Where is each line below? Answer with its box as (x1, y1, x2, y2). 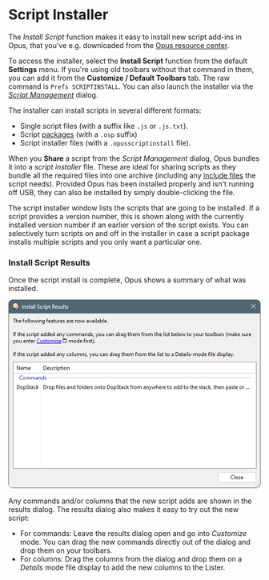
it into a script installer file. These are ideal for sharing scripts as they (8, 162, 236, 171)
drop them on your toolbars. (19, 546, 113, 555)
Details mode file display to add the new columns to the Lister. (19, 562, 226, 573)
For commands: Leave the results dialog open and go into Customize (19, 529, 247, 538)
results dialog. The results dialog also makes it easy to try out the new (8, 505, 239, 514)
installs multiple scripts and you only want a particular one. (8, 237, 203, 246)
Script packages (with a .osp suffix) (19, 130, 138, 139)
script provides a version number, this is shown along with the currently (8, 211, 244, 221)
